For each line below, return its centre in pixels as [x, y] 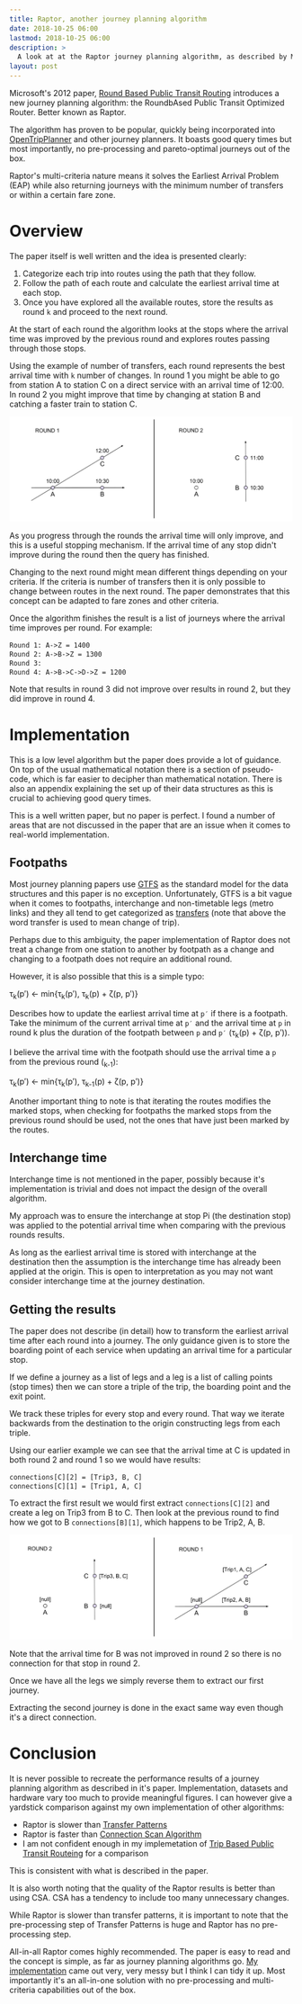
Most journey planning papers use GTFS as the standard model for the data [149, 884]
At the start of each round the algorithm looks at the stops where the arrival [149, 329]
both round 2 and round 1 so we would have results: [105, 1460]
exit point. [28, 1396]
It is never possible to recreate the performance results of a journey [134, 1778]
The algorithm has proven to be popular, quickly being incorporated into [142, 130]
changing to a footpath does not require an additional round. [121, 959]
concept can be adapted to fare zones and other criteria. [114, 600]
